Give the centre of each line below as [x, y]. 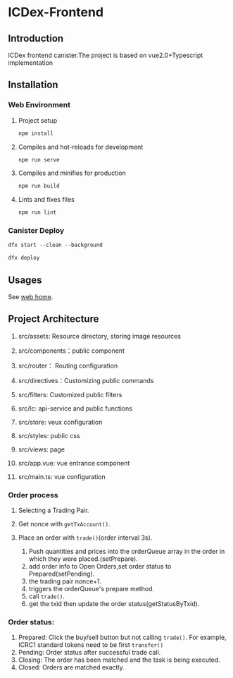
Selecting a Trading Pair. [53, 510]
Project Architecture [53, 319]
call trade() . [47, 596]
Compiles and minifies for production [72, 173]
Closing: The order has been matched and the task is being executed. [119, 660]
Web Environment [39, 105]
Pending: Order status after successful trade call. [89, 653]
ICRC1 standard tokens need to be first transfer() [91, 645]
